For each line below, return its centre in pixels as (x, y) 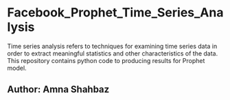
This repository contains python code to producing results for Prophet (106, 60)
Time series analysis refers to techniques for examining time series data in (112, 46)
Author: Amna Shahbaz (58, 89)
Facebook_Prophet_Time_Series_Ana (115, 13)
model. (17, 68)
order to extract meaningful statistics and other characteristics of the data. (113, 53)
